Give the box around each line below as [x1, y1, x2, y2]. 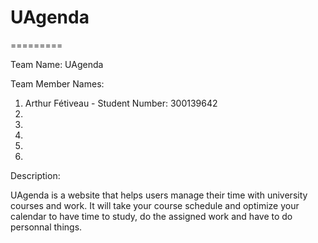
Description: [10, 169, 61, 181]
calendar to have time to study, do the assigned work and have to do [10, 210, 293, 222]
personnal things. [10, 221, 83, 233]
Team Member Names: [10, 77, 105, 90]
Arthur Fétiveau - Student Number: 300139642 [24, 97, 218, 109]
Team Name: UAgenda [10, 58, 104, 70]
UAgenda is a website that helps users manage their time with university [10, 189, 308, 201]
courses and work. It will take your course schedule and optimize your [10, 199, 300, 211]
